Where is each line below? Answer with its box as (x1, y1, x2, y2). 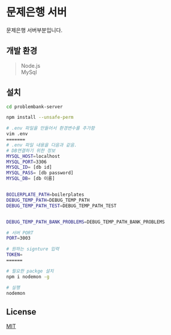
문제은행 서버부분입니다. (6, 26, 63, 34)
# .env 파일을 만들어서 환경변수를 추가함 (6, 125, 95, 131)
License (6, 307, 37, 317)
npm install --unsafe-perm (6, 115, 74, 121)
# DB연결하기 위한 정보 (6, 148, 56, 154)
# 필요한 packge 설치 (6, 268, 54, 274)
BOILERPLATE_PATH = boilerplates (6, 192, 85, 198)
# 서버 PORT (6, 229, 34, 236)
